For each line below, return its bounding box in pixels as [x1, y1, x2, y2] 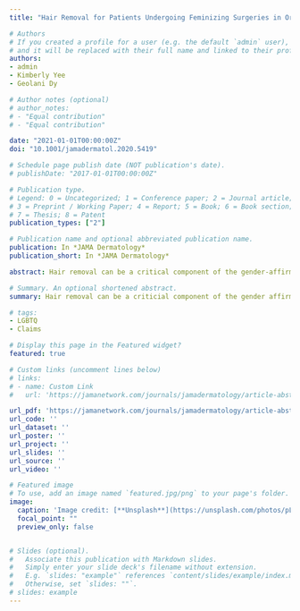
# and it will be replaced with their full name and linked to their [9, 46, 274, 55]
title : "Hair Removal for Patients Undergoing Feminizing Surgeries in [9, 13, 281, 22]
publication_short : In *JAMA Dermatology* [9, 251, 170, 260]
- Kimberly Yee [9, 71, 66, 81]
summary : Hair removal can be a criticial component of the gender [9, 292, 266, 301]
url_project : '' [9, 439, 70, 448]
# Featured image [9, 480, 74, 490]
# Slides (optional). [9, 547, 90, 556]
